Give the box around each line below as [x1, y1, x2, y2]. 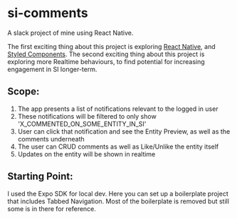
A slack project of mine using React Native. [7, 28, 134, 37]
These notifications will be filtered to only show [17, 112, 157, 120]
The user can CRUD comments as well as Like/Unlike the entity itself [17, 142, 219, 151]
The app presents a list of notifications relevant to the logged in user [17, 105, 218, 113]
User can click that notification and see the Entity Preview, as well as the [17, 127, 231, 136]
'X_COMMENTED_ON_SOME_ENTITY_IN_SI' [17, 119, 147, 128]
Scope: [7, 85, 40, 97]
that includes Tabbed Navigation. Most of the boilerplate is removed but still [7, 197, 230, 205]
